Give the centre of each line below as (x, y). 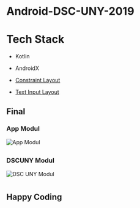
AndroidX (27, 68)
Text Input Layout (37, 92)
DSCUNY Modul (31, 161)
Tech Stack (35, 40)
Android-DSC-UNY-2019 (70, 11)
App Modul (23, 129)
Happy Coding (34, 197)
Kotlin (22, 56)
